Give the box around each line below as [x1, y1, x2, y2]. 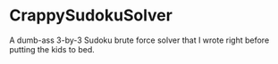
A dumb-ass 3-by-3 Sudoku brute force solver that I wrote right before [9, 35, 270, 45]
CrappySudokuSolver [9, 5, 173, 26]
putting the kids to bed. [9, 44, 96, 54]
